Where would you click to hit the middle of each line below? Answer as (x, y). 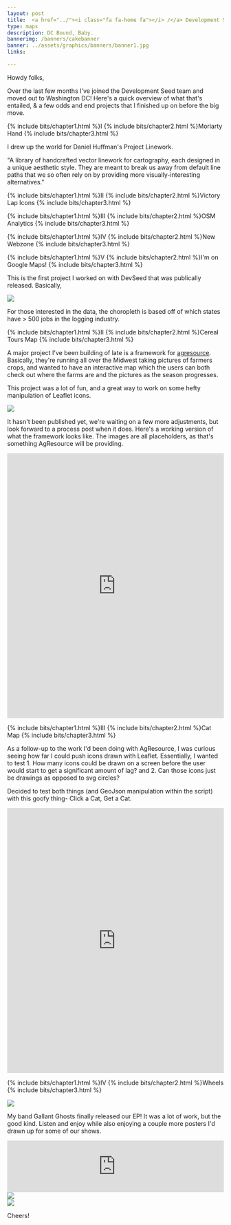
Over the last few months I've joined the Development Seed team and (106, 91)
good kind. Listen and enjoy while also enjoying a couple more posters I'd (111, 1123)
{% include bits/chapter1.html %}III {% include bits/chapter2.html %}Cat (109, 727)
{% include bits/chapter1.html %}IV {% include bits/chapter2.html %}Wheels (115, 1083)
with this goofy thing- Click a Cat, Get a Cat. (69, 798)
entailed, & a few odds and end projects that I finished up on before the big (113, 105)
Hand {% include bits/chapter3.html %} (63, 133)
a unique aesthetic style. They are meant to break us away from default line (114, 167)
